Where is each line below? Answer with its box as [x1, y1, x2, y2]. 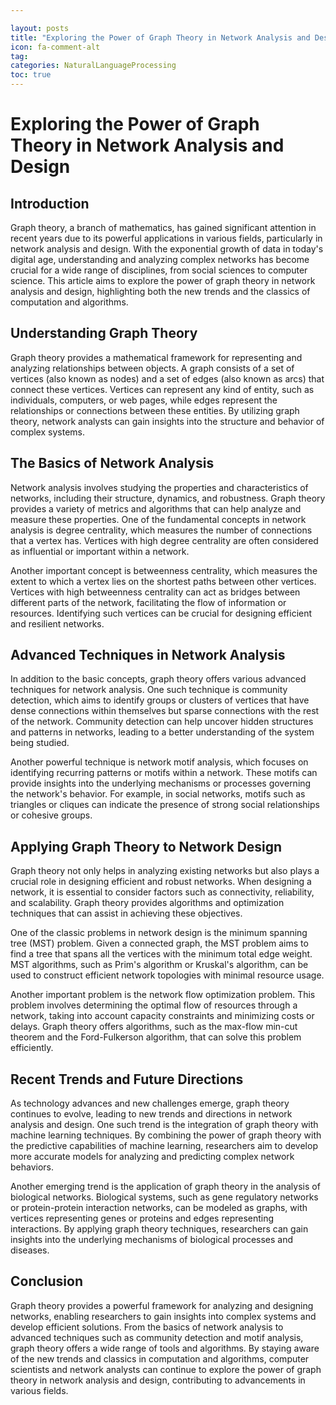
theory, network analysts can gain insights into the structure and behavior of [10, 415, 325, 427]
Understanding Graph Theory [10, 325, 198, 342]
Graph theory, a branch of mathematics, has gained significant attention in [10, 222, 317, 233]
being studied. [10, 737, 70, 749]
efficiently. [10, 1042, 54, 1054]
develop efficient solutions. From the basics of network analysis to [10, 1321, 284, 1333]
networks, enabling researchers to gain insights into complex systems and [10, 1310, 317, 1322]
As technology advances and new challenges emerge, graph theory [10, 1097, 290, 1110]
